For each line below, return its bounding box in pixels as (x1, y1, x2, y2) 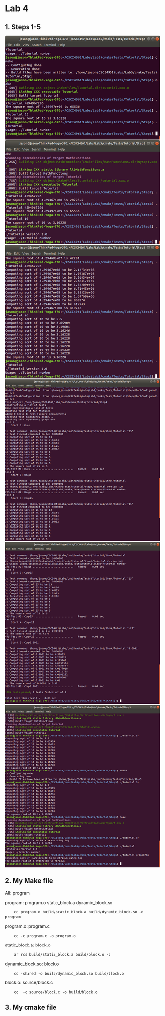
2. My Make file (5, 877, 53, 885)
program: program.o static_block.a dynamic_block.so (5, 899, 113, 905)
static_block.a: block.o (5, 942, 51, 948)
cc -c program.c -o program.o (14, 933, 76, 938)
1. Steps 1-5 (5, 23, 41, 31)
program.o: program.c (5, 923, 50, 929)
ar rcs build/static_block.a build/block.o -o (14, 952, 111, 957)
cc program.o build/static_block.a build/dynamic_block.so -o (14, 910, 144, 914)
